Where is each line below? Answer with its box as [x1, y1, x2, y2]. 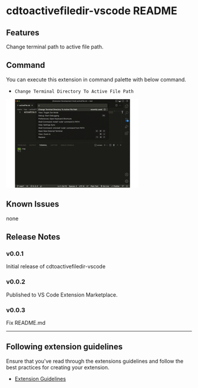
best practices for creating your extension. [6, 364, 110, 371]
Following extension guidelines [6, 342, 123, 352]
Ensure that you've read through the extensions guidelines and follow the [6, 357, 184, 364]
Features [6, 28, 39, 38]
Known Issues [6, 199, 60, 209]
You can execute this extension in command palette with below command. [6, 75, 187, 83]
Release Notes [6, 232, 61, 242]
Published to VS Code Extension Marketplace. [6, 291, 118, 298]
